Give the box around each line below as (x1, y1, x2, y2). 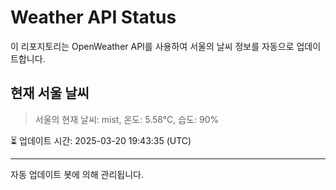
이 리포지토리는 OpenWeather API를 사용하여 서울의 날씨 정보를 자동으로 (10, 40, 295, 52)
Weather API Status (10, 6, 177, 29)
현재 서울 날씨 (10, 85, 90, 102)
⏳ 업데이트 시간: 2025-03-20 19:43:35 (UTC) (10, 134, 192, 146)
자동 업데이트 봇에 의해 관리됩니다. (10, 168, 144, 180)
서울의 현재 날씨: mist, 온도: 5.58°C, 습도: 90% (34, 113, 220, 125)
